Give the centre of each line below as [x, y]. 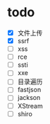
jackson [29, 98]
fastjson [29, 90]
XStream [30, 106]
